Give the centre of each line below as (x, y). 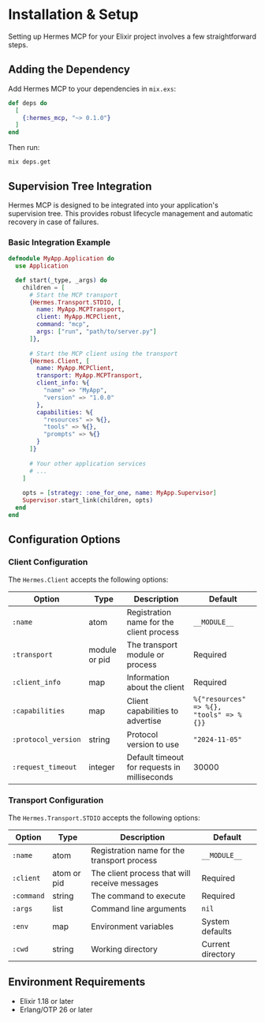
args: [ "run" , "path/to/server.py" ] (97, 332)
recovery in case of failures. (54, 222)
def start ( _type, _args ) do (62, 280)
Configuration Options (64, 539)
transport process (124, 860)
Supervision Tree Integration (80, 186)
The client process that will (140, 873)
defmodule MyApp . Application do (61, 259)
